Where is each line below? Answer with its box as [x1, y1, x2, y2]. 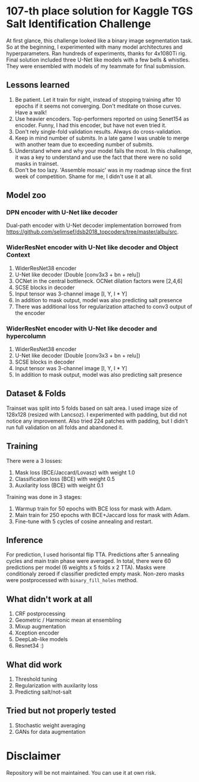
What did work [6, 659, 62, 669]
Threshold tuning [14, 675, 58, 683]
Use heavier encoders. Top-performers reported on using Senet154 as [14, 115, 189, 122]
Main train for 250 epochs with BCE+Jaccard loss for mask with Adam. [14, 511, 190, 518]
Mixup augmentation [14, 623, 66, 630]
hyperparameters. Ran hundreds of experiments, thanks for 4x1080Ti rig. [6, 49, 187, 57]
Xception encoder [14, 629, 60, 636]
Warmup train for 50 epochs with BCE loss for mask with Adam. [14, 504, 173, 512]
